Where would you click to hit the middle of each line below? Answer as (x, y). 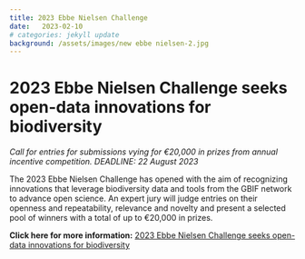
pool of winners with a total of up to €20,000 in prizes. (111, 218)
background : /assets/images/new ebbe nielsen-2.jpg (109, 43)
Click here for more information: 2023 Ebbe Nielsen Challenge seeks (140, 235)
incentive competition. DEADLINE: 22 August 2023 (104, 162)
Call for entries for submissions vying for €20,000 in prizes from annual (144, 152)
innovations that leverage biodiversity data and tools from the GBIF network (151, 189)
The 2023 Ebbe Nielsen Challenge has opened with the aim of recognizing (149, 179)
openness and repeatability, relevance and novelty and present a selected (148, 208)
